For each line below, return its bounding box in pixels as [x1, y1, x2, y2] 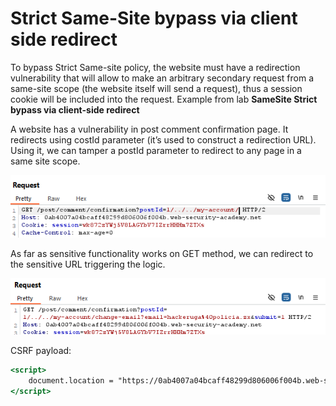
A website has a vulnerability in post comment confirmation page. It [10, 123, 289, 135]
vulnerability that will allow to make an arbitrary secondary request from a [10, 72, 314, 84]
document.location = [28, 376, 114, 386]
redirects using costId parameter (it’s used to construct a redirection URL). [10, 133, 317, 146]
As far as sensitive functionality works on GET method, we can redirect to [10, 248, 314, 260]
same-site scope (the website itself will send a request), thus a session [10, 82, 303, 94]
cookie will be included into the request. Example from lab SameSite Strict [10, 93, 318, 105]
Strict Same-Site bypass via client [10, 7, 298, 30]
